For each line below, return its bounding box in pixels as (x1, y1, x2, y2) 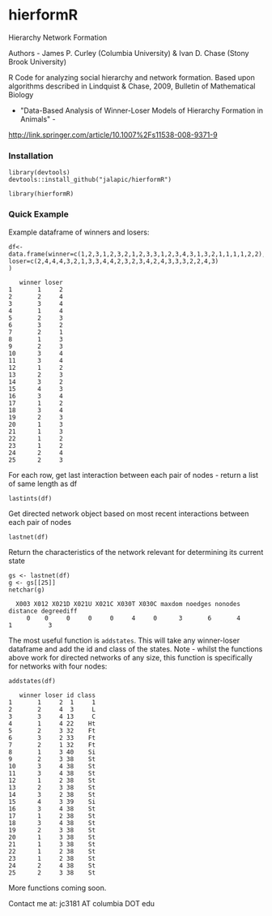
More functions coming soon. (8, 883, 107, 892)
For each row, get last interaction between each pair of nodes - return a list (8, 470, 259, 480)
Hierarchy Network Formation (8, 32, 108, 42)
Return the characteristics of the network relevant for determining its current (8, 547, 264, 557)
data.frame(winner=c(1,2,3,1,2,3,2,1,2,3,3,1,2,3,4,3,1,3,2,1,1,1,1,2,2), (8, 250, 266, 258)
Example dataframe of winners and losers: (8, 227, 150, 237)
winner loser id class (19, 691, 96, 699)
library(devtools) (8, 169, 70, 177)
